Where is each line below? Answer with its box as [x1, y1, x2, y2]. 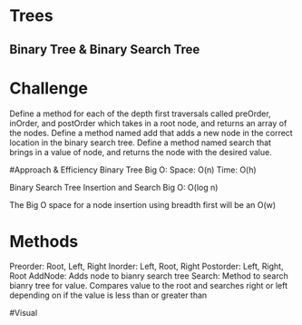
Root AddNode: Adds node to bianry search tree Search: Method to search [9, 271, 288, 281]
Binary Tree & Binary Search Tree [9, 42, 200, 57]
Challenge [9, 78, 89, 98]
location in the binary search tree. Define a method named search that [9, 137, 272, 148]
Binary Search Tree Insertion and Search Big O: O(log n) [9, 182, 219, 192]
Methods [9, 231, 79, 251]
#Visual [9, 308, 38, 319]
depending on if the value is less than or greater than [9, 290, 208, 300]
